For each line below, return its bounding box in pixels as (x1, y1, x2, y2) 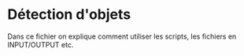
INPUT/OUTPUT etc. (7, 39, 74, 49)
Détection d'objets (7, 6, 131, 24)
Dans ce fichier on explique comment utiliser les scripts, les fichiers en (7, 32, 237, 41)
